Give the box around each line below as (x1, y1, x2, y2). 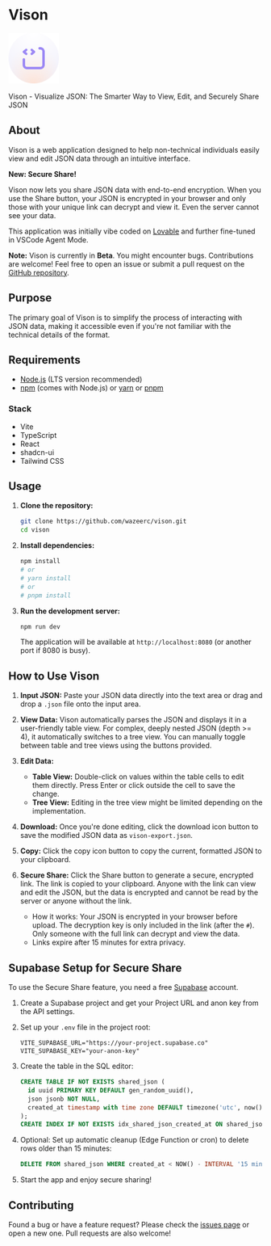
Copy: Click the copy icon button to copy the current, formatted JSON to (19, 846, 262, 856)
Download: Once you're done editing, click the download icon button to (19, 822, 259, 831)
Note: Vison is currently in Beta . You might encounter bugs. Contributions (8, 250, 254, 260)
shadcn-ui (19, 447, 55, 457)
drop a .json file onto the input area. (19, 699, 141, 709)
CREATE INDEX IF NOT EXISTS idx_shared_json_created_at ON (19, 1121, 223, 1129)
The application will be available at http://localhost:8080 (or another (19, 637, 252, 647)
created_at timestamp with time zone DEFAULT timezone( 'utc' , (27, 1103, 241, 1112)
